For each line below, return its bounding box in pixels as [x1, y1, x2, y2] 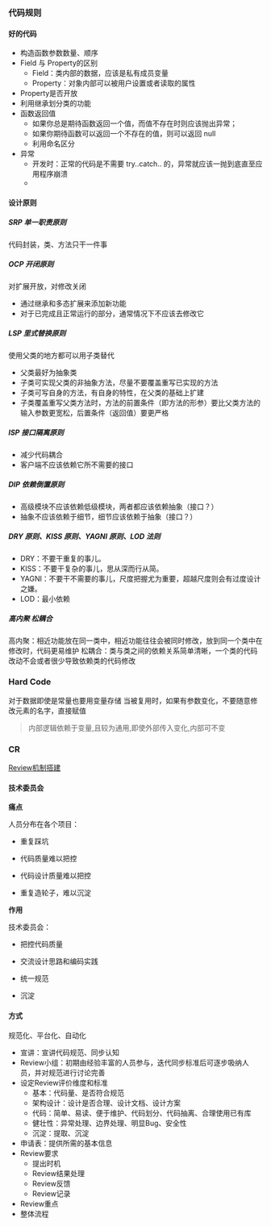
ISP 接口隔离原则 [8, 427, 65, 437]
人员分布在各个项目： [8, 819, 79, 829]
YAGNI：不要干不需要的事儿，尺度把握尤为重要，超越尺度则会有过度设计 [19, 573, 261, 583]
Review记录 [31, 1188, 71, 1199]
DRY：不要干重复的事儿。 [19, 553, 106, 563]
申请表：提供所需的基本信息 [19, 1138, 113, 1148]
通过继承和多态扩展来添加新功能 [19, 298, 127, 308]
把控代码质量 [19, 940, 63, 949]
